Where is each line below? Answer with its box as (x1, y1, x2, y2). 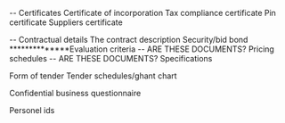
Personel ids (9, 105, 55, 115)
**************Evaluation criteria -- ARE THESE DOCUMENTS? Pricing (9, 44, 274, 54)
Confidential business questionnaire (9, 88, 142, 98)
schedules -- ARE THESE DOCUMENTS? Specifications (9, 53, 213, 63)
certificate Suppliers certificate (9, 17, 123, 28)
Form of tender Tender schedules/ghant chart (9, 70, 177, 81)
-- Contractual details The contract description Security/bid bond (9, 35, 248, 45)
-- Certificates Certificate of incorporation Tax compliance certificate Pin (9, 8, 276, 18)
